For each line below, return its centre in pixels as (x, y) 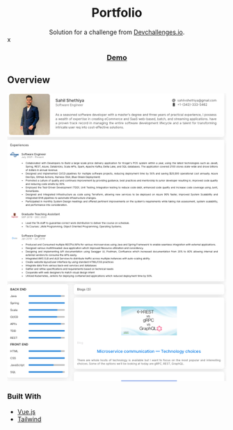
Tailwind (29, 419)
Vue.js (26, 411)
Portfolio (117, 13)
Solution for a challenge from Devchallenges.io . (117, 32)
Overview (29, 80)
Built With (24, 397)
